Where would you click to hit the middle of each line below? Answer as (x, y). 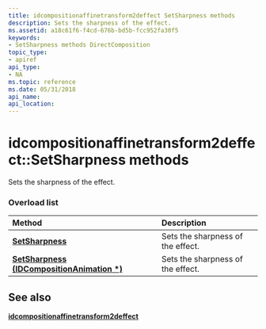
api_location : (32, 104)
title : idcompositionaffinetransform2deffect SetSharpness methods (122, 15)
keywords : (25, 38)
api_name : (25, 97)
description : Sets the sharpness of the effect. (90, 23)
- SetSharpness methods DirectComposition (79, 45)
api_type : (25, 67)
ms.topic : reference (42, 82)
